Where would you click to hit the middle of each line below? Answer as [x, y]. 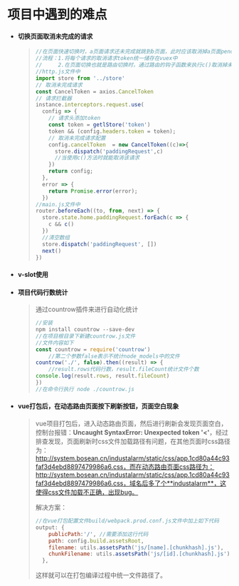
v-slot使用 [33, 274]
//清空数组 [55, 237]
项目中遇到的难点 [58, 15]
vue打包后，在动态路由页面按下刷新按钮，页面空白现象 [98, 406]
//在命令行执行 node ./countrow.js [85, 389]
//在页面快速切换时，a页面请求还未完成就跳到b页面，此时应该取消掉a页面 [128, 52]
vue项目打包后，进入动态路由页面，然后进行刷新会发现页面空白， [131, 424]
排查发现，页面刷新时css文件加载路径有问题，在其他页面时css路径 [133, 441]
